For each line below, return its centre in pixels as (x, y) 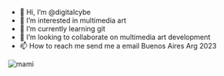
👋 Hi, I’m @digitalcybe (55, 12)
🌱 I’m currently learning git (62, 29)
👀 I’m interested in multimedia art (73, 20)
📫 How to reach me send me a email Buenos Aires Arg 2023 (118, 46)
